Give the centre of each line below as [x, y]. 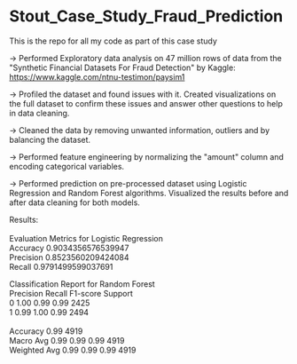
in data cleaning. [39, 113]
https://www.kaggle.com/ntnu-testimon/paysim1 [97, 76]
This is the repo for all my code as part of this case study [113, 41]
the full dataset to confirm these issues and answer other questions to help [146, 103]
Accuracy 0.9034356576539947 [69, 248]
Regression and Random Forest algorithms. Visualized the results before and [149, 193]
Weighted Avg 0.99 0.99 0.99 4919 [73, 350]
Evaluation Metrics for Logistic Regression [86, 238]
